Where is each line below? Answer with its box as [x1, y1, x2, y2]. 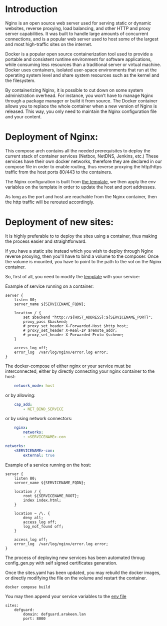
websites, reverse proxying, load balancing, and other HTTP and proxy [5, 25, 151, 31]
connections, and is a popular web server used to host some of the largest [5, 36, 158, 42]
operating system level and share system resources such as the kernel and [5, 72, 159, 78]
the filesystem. [5, 77, 36, 83]
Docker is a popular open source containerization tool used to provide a [5, 51, 153, 57]
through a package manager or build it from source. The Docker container [5, 97, 157, 103]
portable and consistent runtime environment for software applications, [5, 56, 152, 62]
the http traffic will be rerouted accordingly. [5, 199, 94, 205]
